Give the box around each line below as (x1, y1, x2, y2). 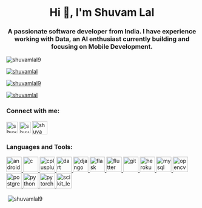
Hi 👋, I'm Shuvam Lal (49, 5, 155, 19)
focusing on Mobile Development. (51, 43, 153, 51)
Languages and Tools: (6, 142, 73, 151)
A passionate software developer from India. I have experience (7, 27, 197, 36)
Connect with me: (6, 106, 60, 115)
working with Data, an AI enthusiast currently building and (14, 35, 190, 43)
